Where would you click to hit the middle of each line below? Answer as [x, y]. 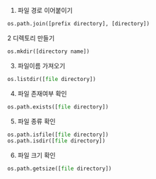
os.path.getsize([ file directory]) [60, 169]
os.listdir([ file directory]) [52, 79]
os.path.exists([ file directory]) [58, 107]
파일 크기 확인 [36, 155]
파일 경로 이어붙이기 [45, 10]
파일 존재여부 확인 [42, 93]
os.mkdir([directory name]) [49, 51]
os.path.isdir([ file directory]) [56, 141]
